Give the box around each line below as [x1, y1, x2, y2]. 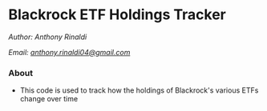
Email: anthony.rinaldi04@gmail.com [8, 47, 131, 57]
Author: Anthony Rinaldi [8, 32, 87, 42]
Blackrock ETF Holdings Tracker [8, 6, 226, 24]
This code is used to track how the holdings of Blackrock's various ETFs [19, 85, 259, 95]
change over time [19, 94, 79, 104]
